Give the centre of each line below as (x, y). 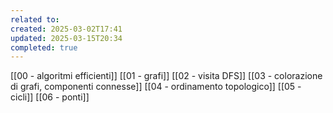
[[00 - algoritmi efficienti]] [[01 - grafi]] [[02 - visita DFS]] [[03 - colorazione (166, 76)
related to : (35, 19)
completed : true (44, 47)
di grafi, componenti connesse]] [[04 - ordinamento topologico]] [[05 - (156, 87)
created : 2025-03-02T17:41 (66, 29)
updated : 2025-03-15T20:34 (66, 38)
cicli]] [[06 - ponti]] (50, 97)
